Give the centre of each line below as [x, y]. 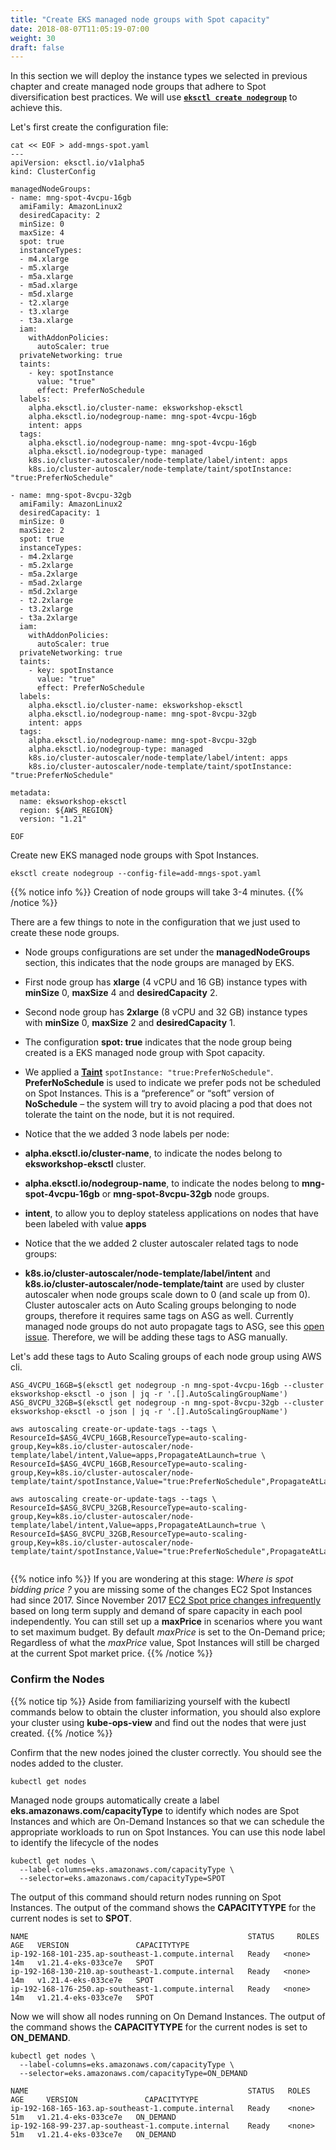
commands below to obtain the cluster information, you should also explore [165, 1712]
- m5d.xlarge [46, 294]
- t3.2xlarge [46, 609]
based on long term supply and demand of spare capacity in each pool [156, 1611]
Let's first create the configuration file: [89, 127]
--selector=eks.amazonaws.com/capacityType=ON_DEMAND [133, 2073]
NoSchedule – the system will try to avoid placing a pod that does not [168, 1104]
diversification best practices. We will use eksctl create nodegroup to [154, 97]
